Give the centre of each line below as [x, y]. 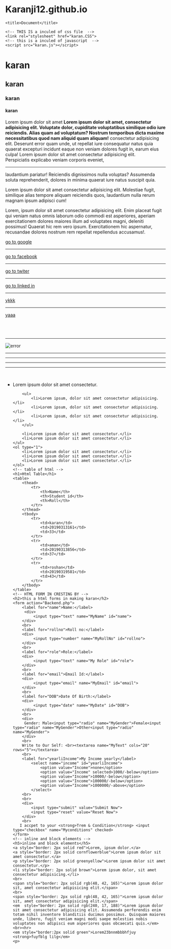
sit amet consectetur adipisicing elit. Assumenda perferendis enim [87, 910]
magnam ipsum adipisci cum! [36, 200]
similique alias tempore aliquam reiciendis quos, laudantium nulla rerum [80, 195]
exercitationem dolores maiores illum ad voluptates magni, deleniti [75, 221]
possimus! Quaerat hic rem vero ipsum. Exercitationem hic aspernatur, [79, 226]
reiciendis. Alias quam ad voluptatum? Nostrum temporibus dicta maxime [85, 133]
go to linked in [20, 285]
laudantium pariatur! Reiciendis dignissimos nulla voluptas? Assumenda [80, 174]
